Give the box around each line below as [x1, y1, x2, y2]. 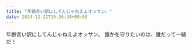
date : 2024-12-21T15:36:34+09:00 [6, 14, 88, 20]
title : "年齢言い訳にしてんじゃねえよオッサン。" [6, 8, 112, 15]
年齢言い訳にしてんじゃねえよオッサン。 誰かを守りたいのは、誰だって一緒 [6, 30, 186, 38]
